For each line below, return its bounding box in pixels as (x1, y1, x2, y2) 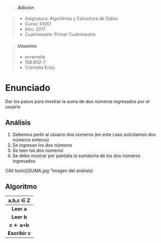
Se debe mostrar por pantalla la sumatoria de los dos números (12, 153, 141, 159)
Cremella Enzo (24, 64, 55, 70)
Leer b (11, 213, 27, 220)
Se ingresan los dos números (12, 142, 72, 148)
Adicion (17, 4, 34, 10)
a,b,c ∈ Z (8, 197, 31, 204)
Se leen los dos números (12, 148, 64, 154)
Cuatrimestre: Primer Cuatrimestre (24, 31, 96, 37)
